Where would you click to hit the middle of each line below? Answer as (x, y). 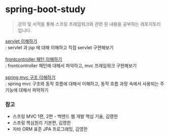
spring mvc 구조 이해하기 (30, 77)
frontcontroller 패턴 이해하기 (34, 59)
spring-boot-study (46, 9)
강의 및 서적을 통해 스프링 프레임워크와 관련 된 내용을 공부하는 (78, 24)
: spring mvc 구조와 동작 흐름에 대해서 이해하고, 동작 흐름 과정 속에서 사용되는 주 (85, 83)
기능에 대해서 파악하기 (27, 90)
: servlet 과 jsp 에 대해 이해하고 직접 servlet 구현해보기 (59, 47)
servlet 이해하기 (21, 41)
